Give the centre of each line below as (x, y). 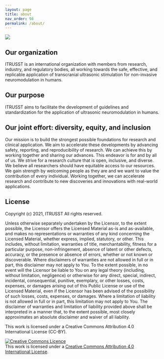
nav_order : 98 (20, 19)
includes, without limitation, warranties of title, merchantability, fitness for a (81, 244)
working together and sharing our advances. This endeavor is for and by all (81, 155)
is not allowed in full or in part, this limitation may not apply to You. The (76, 301)
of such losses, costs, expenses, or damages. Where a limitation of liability (80, 296)
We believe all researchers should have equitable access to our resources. (80, 165)
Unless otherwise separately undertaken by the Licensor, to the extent (76, 223)
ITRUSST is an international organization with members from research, (76, 64)
